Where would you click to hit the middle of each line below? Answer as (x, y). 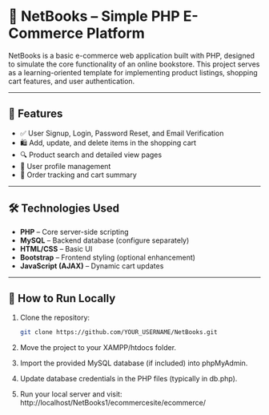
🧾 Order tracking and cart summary (78, 175)
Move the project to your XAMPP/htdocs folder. (98, 348)
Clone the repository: (55, 318)
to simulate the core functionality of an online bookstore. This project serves (134, 64)
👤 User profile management (65, 166)
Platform (116, 33)
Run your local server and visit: (71, 394)
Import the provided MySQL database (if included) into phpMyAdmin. (134, 363)
